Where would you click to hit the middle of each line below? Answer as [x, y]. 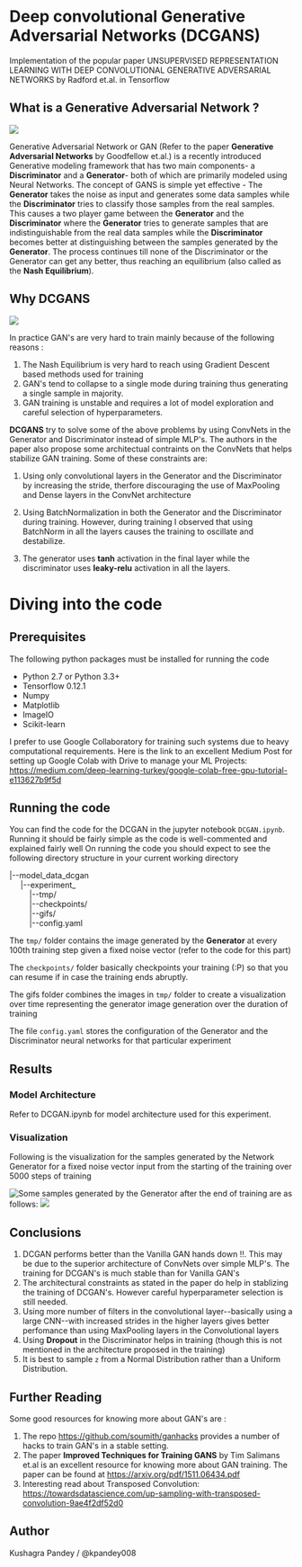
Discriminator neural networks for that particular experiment [120, 1041]
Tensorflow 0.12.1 [54, 686]
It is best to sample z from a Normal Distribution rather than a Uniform [151, 1359]
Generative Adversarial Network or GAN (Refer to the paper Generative [142, 147]
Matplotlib [41, 705]
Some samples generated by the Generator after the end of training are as [155, 1194]
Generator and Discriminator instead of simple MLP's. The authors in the [143, 439]
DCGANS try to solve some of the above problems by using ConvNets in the [150, 430]
